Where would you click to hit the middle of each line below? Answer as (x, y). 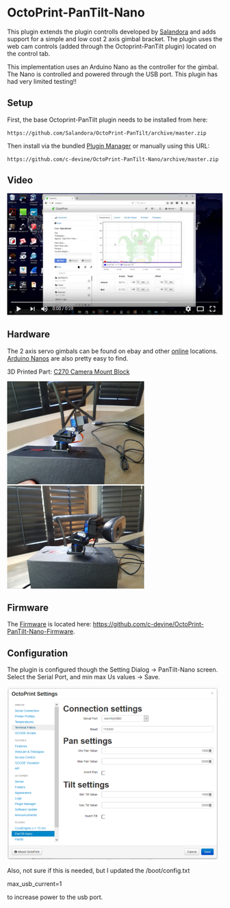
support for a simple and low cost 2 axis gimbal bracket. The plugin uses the (115, 38)
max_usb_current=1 (35, 884)
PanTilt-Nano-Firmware (40, 632)
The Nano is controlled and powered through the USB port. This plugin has (112, 74)
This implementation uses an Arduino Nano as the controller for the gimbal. (113, 67)
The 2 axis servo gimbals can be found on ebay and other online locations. (112, 351)
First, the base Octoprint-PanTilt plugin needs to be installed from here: (107, 120)
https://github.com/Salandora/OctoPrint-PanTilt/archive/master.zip (107, 133)
